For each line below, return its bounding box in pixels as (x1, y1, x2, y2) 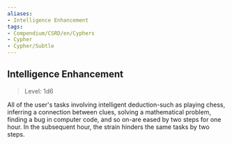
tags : (7, 23, 23, 30)
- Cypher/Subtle (7, 43, 54, 49)
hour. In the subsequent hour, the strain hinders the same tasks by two (7, 123, 210, 131)
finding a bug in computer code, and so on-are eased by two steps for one (7, 115, 222, 123)
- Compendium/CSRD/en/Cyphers (7, 29, 95, 37)
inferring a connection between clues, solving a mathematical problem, (7, 107, 211, 116)
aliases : (7, 10, 33, 17)
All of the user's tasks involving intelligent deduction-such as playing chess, (7, 100, 225, 109)
